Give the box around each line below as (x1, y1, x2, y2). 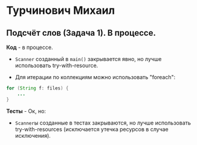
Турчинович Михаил (6, 4, 115, 18)
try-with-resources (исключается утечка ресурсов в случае (15, 125, 169, 133)
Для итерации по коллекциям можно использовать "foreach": (15, 74, 176, 80)
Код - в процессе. (6, 43, 53, 51)
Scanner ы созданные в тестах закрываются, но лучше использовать (15, 119, 192, 126)
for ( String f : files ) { (6, 85, 69, 91)
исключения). (15, 132, 51, 139)
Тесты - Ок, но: (6, 107, 47, 115)
